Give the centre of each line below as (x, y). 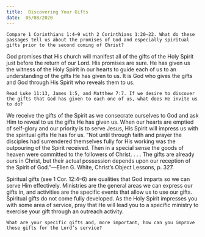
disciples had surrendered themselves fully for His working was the (91, 141)
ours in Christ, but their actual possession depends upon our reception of (99, 161)
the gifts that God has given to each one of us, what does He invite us (102, 99)
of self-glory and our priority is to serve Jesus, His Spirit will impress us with (102, 128)
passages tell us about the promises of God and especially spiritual (98, 40)
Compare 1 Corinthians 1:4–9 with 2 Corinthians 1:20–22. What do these (101, 34)
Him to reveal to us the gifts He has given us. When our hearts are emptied (100, 122)
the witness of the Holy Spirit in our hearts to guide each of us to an (92, 69)
